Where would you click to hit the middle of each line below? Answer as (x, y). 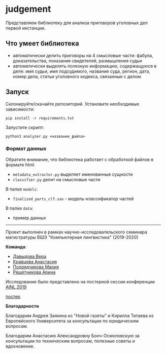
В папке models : (22, 189)
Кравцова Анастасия (35, 261)
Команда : (16, 247)
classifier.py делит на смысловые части (56, 179)
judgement (28, 9)
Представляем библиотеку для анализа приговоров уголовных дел (77, 23)
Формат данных (26, 149)
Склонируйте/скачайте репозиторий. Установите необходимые (72, 104)
